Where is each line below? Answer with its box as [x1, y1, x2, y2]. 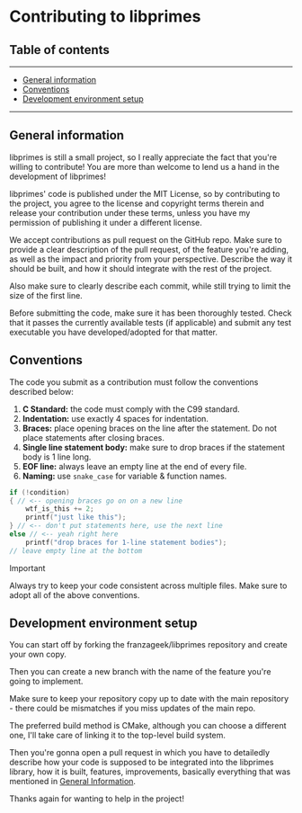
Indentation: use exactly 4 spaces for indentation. [22, 413, 209, 424]
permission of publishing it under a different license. [9, 217, 202, 228]
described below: [9, 386, 74, 397]
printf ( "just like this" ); [25, 513, 127, 523]
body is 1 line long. [22, 451, 92, 462]
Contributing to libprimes [9, 6, 201, 27]
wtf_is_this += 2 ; [25, 505, 94, 514]
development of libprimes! [9, 171, 106, 182]
